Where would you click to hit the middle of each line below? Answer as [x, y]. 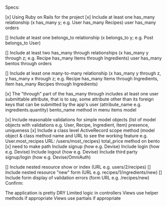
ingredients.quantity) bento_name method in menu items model [71, 110]
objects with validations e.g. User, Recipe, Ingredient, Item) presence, [77, 125]
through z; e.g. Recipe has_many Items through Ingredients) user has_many [83, 58]
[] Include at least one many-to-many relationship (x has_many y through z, [83, 73]
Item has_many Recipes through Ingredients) [52, 84]
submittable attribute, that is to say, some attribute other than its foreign [79, 99]
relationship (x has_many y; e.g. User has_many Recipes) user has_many [81, 22]
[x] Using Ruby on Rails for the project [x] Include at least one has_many [80, 17]
